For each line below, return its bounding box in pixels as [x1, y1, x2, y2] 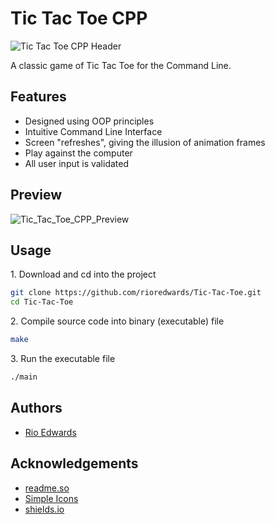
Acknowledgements [10, 455, 139, 472]
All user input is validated [24, 157, 130, 169]
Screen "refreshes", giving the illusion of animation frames [24, 136, 266, 148]
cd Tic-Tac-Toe [10, 297, 74, 307]
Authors [10, 400, 63, 417]
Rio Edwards [24, 426, 77, 438]
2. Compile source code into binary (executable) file [10, 315, 225, 327]
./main [10, 372, 38, 382]
